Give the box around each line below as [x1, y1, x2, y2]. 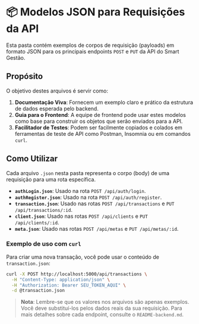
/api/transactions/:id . [14, 206, 73, 213]
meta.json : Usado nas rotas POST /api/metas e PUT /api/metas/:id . [14, 225, 179, 232]
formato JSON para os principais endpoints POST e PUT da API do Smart [6, 47, 179, 55]
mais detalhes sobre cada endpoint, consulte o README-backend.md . [20, 311, 184, 318]
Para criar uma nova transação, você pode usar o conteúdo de [6, 253, 159, 261]
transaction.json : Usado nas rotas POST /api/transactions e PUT [14, 200, 175, 207]
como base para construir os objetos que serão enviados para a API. [14, 117, 183, 125]
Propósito [6, 71, 43, 81]
